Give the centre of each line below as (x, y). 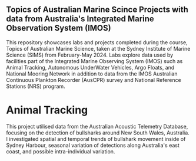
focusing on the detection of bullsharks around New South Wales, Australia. (98, 133)
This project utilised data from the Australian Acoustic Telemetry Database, (97, 126)
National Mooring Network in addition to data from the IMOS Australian (92, 74)
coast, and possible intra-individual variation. (61, 151)
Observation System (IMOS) (59, 28)
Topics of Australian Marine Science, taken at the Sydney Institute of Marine (98, 48)
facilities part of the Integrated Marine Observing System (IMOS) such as (94, 61)
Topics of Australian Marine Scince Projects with (97, 10)
